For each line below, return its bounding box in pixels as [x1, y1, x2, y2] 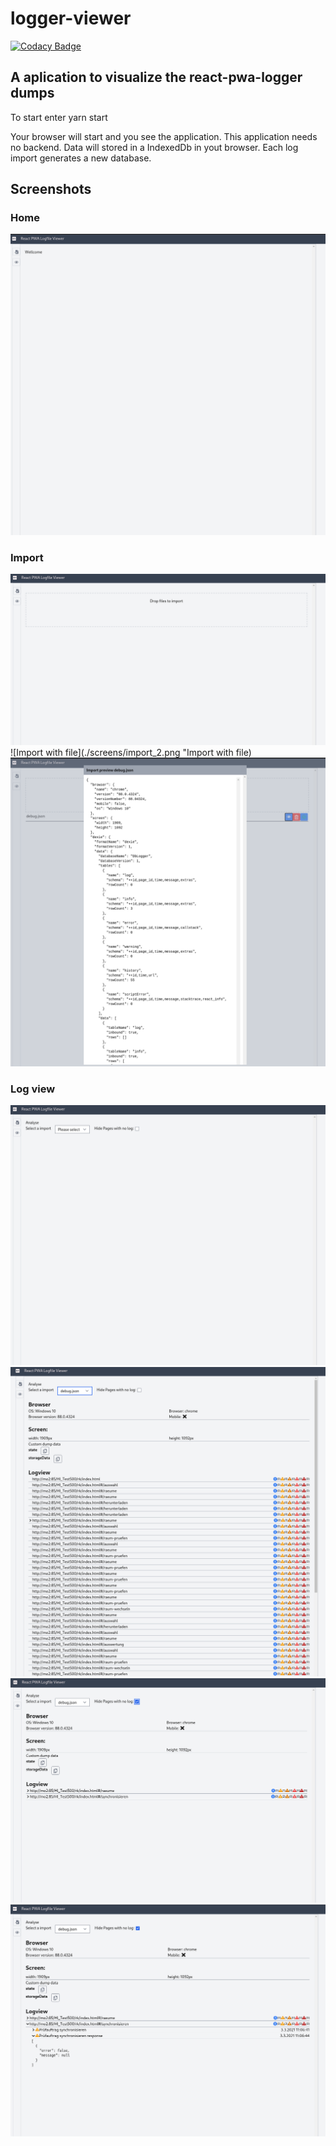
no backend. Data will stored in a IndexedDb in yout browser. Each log [10, 141, 299, 153]
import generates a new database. [10, 152, 152, 164]
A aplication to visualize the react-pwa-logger [10, 69, 303, 86]
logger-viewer [10, 7, 132, 30]
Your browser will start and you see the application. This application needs [10, 130, 318, 142]
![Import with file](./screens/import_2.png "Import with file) [10, 746, 252, 758]
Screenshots [10, 181, 92, 198]
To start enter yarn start [10, 111, 108, 123]
